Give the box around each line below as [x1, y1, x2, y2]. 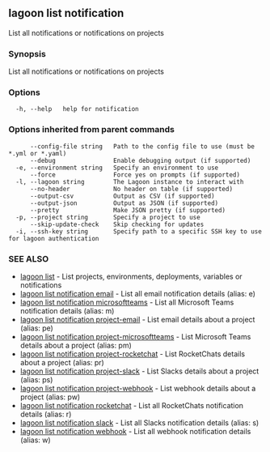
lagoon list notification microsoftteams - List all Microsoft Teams [19, 297, 234, 307]
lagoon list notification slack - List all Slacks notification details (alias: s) [19, 418, 259, 428]
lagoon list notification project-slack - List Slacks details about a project [19, 366, 259, 376]
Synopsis [8, 48, 46, 59]
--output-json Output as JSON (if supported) [29, 198, 219, 207]
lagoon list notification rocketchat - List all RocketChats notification [19, 401, 244, 410]
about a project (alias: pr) [19, 358, 105, 367]
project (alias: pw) [19, 392, 81, 402]
